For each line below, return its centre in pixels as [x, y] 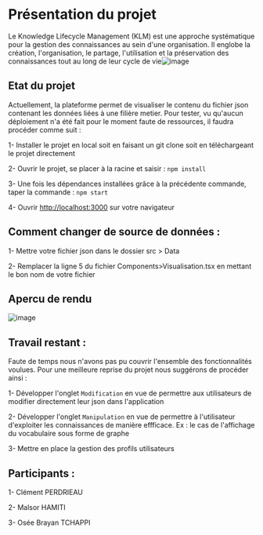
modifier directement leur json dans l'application [86, 402]
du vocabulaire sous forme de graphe [69, 434]
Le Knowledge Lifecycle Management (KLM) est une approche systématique [131, 36]
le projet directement [42, 153]
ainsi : [18, 378]
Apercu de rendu [50, 298]
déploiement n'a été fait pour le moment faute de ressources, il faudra [121, 121]
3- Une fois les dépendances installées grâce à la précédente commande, [127, 184]
